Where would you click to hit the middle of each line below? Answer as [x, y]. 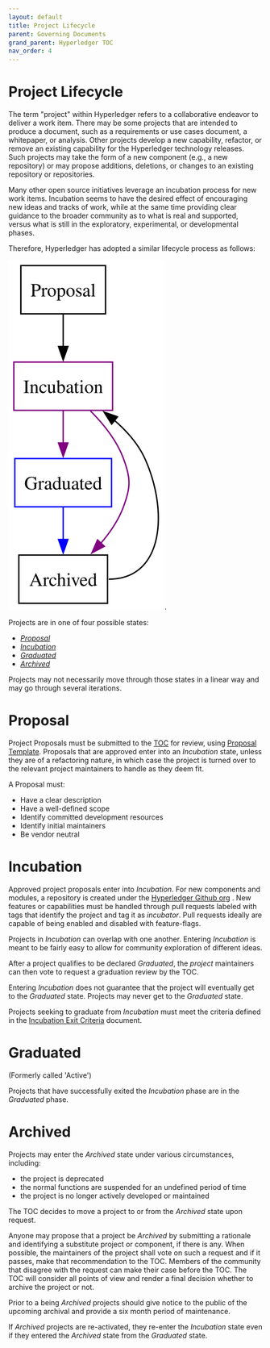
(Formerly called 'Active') [50, 1075]
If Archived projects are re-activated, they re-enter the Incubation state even [135, 1326]
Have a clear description [61, 800]
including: [25, 1162]
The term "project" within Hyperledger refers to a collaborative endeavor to [133, 115]
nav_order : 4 [30, 51]
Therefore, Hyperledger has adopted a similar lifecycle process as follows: [132, 248]
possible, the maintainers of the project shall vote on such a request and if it [134, 1252]
